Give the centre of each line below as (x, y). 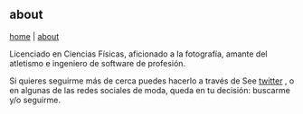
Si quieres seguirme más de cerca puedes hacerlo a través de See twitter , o (152, 81)
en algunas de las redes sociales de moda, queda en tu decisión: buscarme (150, 90)
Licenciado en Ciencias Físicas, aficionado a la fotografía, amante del (138, 54)
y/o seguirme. (35, 100)
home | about (34, 36)
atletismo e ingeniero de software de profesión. (98, 63)
